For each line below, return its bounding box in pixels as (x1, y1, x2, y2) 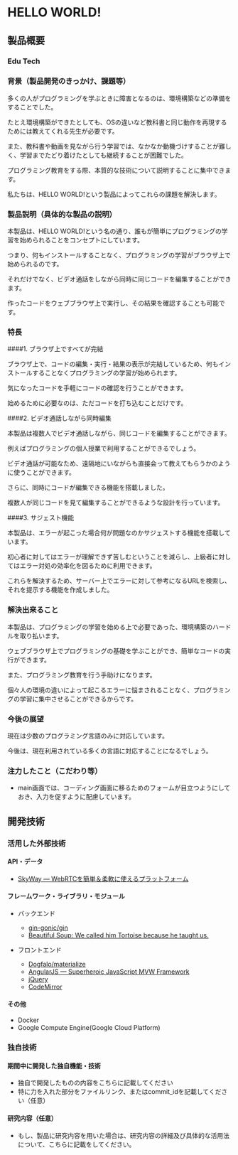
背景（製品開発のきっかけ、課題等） (7, 76, 131, 86)
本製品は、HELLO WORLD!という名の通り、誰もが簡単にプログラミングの (7, 227, 222, 235)
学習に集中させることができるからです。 (19, 694, 137, 703)
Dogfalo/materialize (28, 960, 87, 968)
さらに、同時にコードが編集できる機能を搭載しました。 (7, 483, 169, 492)
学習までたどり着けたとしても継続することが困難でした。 (19, 151, 188, 159)
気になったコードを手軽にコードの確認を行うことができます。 (7, 384, 188, 392)
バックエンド (17, 909, 55, 918)
